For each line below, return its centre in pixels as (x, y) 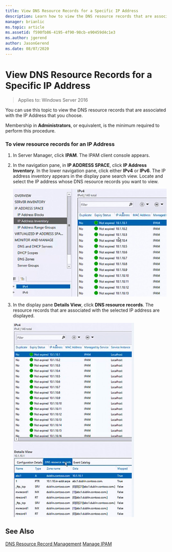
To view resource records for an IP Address (60, 144)
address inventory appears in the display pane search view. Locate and (88, 176)
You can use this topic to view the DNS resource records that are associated (86, 110)
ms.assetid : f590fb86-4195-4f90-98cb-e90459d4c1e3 (60, 33)
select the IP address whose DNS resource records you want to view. (85, 181)
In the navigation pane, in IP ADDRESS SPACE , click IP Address (80, 165)
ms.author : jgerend (26, 38)
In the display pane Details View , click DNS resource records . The (83, 304)
